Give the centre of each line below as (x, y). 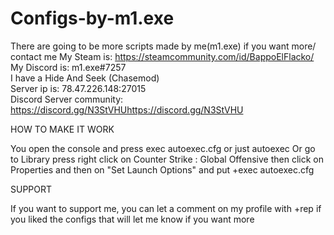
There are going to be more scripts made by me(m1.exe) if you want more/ (163, 46)
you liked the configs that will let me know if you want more (132, 219)
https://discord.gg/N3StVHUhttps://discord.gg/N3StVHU (127, 109)
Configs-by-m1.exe (92, 18)
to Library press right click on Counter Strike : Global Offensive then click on (167, 159)
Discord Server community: (67, 99)
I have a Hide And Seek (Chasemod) (85, 78)
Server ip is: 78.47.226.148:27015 (78, 88)
